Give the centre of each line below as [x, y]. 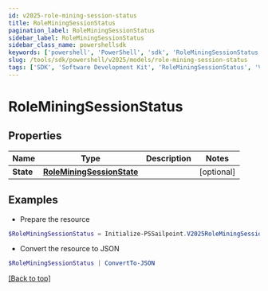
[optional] [217, 172]
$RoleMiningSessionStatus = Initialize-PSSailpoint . [98, 234]
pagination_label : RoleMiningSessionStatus [82, 30]
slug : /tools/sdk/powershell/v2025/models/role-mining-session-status [128, 60]
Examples [33, 200]
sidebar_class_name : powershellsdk [67, 45]
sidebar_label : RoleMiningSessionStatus [77, 38]
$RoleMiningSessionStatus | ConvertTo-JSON [82, 263]
